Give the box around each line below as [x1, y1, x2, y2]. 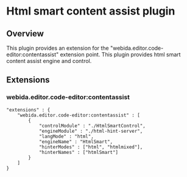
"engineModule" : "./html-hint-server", [38, 128, 143, 134]
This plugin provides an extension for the [6, 44, 110, 52]
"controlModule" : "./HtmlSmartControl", [38, 122, 146, 129]
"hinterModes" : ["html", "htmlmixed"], [38, 144, 143, 150]
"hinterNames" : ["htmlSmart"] [38, 149, 119, 155]
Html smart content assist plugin [6, 4, 175, 18]
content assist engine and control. [6, 58, 92, 64]
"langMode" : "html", [38, 133, 94, 139]
